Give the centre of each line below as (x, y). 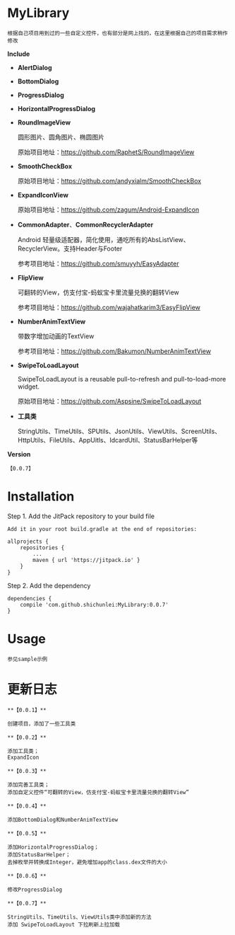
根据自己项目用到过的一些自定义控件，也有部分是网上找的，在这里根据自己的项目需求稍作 (117, 33)
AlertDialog (35, 67)
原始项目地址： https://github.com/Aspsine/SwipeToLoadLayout (109, 401)
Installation (41, 497)
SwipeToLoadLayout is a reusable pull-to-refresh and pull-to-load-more (122, 379)
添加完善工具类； (29, 785)
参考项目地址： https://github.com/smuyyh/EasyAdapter (98, 263)
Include (19, 54)
